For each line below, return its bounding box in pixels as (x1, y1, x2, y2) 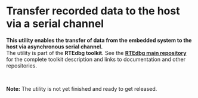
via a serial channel (6, 17, 104, 30)
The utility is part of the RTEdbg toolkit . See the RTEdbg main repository (6, 49, 187, 56)
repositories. (6, 62, 38, 69)
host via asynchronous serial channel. (6, 43, 103, 50)
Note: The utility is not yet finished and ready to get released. (6, 85, 157, 92)
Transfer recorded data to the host (6, 4, 180, 18)
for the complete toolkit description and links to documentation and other (6, 56, 186, 63)
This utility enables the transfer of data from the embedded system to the (6, 36, 192, 44)
